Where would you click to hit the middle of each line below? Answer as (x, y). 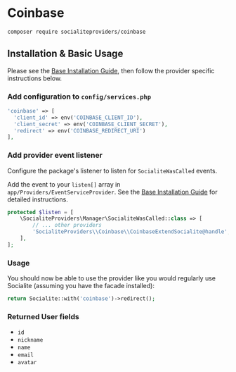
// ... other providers (67, 225)
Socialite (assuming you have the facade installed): (81, 286)
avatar (27, 363)
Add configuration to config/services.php (79, 97)
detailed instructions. (38, 199)
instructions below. (34, 78)
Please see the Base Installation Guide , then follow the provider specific (111, 70)
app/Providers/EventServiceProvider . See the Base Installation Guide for (112, 192)
